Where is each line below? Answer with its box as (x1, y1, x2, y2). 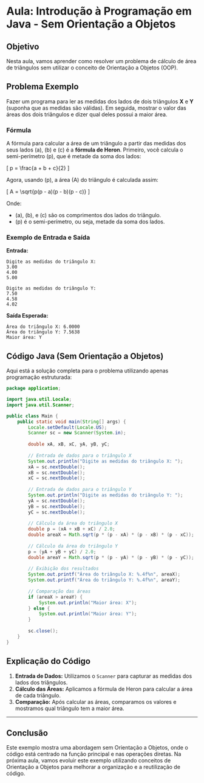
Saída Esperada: (6, 312, 49, 319)
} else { (28, 605, 50, 611)
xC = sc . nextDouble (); (28, 475, 86, 481)
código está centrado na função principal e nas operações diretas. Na (6, 750, 182, 758)
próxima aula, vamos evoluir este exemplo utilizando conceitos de (6, 757, 171, 764)
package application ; (6, 385, 61, 392)
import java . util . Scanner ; (6, 402, 75, 408)
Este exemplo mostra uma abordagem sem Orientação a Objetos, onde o (6, 744, 188, 751)
